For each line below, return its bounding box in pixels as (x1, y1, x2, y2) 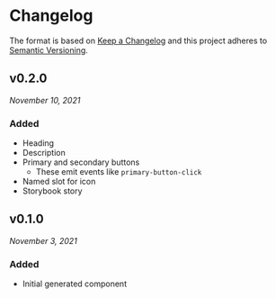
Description (22, 148, 66, 158)
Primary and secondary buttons (22, 157, 140, 167)
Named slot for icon (22, 176, 96, 187)
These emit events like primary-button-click (35, 167, 202, 177)
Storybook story (22, 185, 83, 196)
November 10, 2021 (9, 95, 81, 105)
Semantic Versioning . (9, 44, 88, 55)
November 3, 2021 (9, 235, 78, 246)
